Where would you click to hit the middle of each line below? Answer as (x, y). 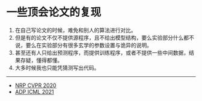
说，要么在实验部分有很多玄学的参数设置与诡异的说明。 (83, 45)
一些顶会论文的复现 (54, 12)
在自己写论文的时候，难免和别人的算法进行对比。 (75, 30)
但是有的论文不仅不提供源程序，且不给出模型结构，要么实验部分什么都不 (104, 37)
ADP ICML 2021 (34, 91)
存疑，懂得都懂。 (41, 60)
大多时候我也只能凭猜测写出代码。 (57, 67)
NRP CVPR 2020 (35, 85)
